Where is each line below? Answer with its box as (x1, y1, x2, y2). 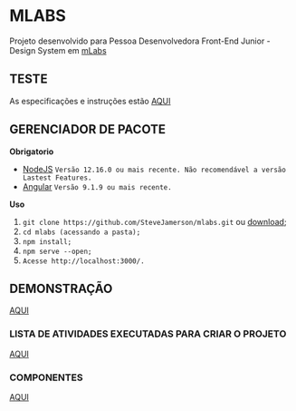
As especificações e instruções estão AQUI (9, 95, 171, 106)
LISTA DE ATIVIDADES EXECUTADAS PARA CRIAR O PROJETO (9, 328, 287, 340)
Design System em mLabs (9, 44, 107, 55)
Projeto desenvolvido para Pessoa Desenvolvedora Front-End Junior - (9, 35, 272, 46)
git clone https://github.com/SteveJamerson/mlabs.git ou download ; (22, 216, 287, 227)
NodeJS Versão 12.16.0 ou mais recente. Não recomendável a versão (22, 163, 287, 174)
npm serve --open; (22, 247, 92, 256)
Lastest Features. (22, 173, 92, 182)
